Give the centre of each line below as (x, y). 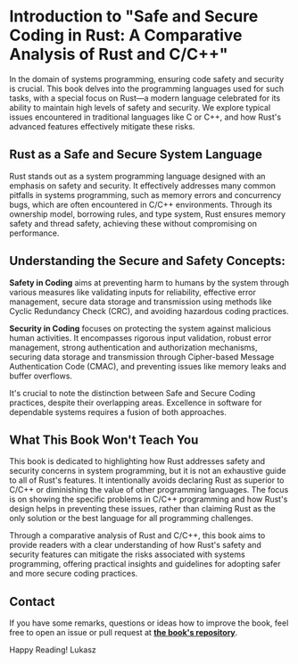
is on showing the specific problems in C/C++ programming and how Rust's (149, 499)
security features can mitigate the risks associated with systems (127, 554)
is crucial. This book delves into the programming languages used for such (146, 88)
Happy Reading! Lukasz (53, 650)
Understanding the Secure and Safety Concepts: (147, 261)
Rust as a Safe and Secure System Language (136, 155)
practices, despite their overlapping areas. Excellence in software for (136, 403)
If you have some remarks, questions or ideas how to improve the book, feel (149, 623)
